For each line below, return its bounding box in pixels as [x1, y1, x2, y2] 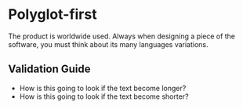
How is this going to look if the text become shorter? [19, 92, 190, 101]
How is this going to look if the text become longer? [19, 83, 187, 93]
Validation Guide [8, 63, 92, 76]
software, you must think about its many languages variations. [8, 39, 209, 49]
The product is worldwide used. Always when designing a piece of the [8, 31, 236, 41]
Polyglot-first [8, 5, 97, 24]
